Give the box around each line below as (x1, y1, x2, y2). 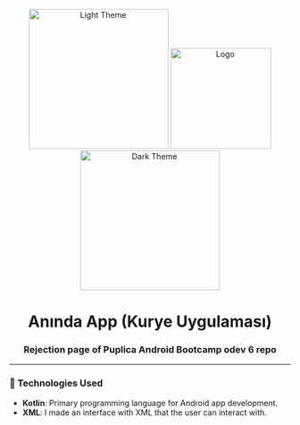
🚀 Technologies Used (9, 377, 104, 389)
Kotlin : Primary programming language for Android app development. (21, 397, 279, 408)
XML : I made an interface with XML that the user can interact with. (21, 407, 268, 418)
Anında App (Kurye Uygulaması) (28, 311, 272, 332)
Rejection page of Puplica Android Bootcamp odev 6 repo (23, 344, 277, 356)
